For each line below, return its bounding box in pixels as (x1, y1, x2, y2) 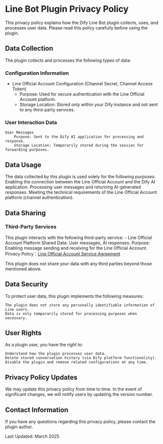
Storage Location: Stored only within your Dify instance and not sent (19, 102, 158, 107)
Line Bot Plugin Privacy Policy (5, 3, 129, 15)
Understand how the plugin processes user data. (5, 351, 107, 356)
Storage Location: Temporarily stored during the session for (14, 143, 144, 148)
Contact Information (5, 406, 69, 414)
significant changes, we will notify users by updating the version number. (5, 392, 153, 397)
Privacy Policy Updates (5, 373, 78, 381)
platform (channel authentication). (5, 195, 74, 201)
